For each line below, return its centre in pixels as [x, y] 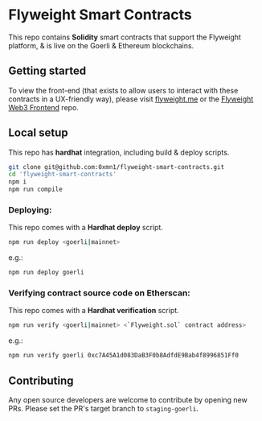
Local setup [38, 133]
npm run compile [35, 190]
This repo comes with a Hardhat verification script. [94, 311]
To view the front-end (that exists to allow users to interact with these [123, 90]
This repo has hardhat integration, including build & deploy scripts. [119, 152]
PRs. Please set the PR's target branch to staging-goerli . [103, 408]
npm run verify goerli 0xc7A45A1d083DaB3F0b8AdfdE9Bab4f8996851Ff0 [124, 356]
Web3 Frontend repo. [43, 107]
